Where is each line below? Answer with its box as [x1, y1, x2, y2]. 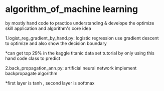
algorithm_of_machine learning [5, 3, 138, 15]
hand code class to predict [5, 55, 61, 61]
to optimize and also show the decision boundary [5, 40, 107, 46]
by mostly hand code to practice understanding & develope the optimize [5, 20, 154, 26]
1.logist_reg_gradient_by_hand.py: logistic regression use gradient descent [5, 35, 159, 41]
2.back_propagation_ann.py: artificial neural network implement [5, 65, 137, 71]
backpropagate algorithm [5, 70, 58, 76]
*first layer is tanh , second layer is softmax [5, 80, 95, 86]
